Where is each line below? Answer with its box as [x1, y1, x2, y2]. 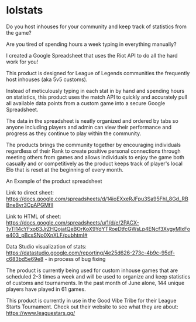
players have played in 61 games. [6, 286, 86, 293]
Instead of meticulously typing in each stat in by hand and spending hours [6, 87, 185, 94]
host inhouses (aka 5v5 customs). [6, 76, 88, 83]
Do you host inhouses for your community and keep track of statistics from [6, 23, 187, 30]
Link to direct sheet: [6, 189, 54, 196]
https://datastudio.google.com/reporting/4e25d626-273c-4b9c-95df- [6, 249, 176, 256]
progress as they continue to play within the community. [6, 130, 142, 137]
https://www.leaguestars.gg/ [6, 309, 75, 316]
